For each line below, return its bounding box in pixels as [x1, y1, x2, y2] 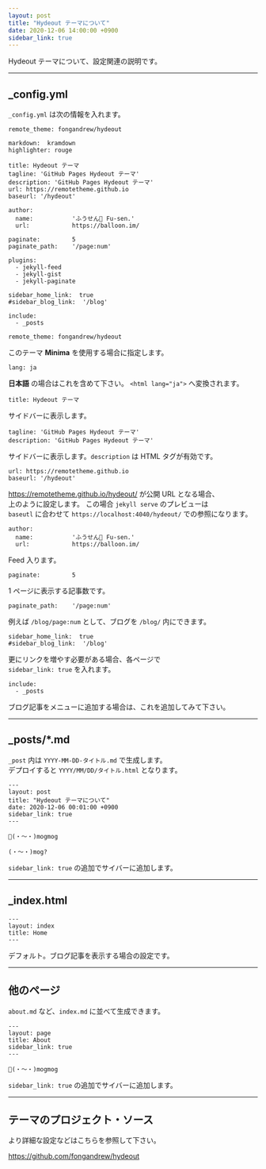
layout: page [8, 1029, 51, 1037]
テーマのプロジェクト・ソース [8, 1113, 154, 1126]
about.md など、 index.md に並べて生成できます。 [8, 1006, 165, 1016]
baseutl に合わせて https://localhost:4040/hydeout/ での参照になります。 [8, 509, 253, 519]
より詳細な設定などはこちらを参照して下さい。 [8, 1136, 161, 1145]
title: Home [8, 928, 47, 937]
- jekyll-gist [15, 271, 62, 279]
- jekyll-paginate [15, 277, 77, 286]
